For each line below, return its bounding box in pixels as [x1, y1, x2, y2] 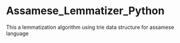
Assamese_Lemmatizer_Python [6, 4, 165, 18]
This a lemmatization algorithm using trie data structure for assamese [6, 24, 175, 31]
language [6, 29, 29, 37]
